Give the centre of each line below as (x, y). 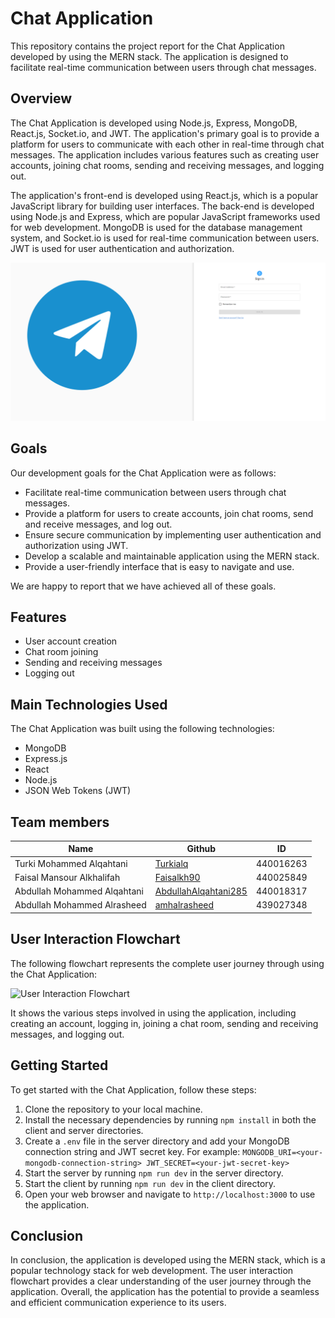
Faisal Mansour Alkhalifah (67, 877)
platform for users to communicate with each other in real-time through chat (167, 144)
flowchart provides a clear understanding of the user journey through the (161, 1281)
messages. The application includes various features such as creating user (165, 154)
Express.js (46, 759)
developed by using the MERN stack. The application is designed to (149, 56)
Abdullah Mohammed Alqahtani (79, 891)
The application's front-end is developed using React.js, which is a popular (164, 195)
